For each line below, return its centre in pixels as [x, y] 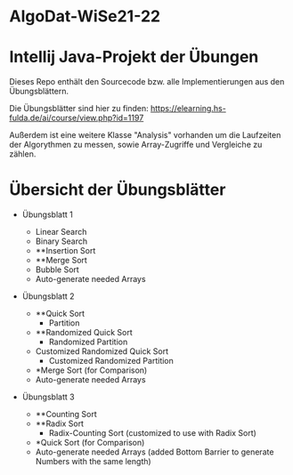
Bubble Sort [57, 270]
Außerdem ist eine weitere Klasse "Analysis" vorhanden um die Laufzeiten [145, 135]
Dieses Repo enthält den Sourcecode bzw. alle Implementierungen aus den [147, 82]
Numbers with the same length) [93, 462]
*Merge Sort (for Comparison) [91, 370]
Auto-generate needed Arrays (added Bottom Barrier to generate [155, 452]
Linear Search [61, 232]
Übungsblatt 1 [47, 214]
